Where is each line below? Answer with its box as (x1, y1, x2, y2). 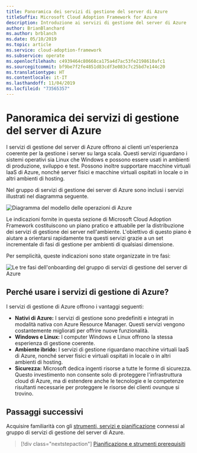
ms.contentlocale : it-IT (6, 75, 67, 81)
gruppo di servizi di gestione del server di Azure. (6, 429, 125, 436)
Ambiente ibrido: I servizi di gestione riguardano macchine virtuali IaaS (14, 346, 189, 353)
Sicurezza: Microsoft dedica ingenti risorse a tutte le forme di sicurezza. (14, 365, 192, 372)
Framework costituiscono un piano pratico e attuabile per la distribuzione (6, 221, 185, 229)
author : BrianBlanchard (6, 25, 65, 31)
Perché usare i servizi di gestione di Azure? (6, 287, 169, 297)
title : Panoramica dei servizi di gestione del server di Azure (6, 8, 168, 15)
